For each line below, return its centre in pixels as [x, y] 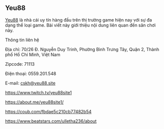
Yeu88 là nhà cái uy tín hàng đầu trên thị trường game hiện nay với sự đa [79, 20]
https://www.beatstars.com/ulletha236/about [51, 121]
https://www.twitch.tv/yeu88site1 [39, 92]
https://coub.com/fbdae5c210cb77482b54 [49, 111]
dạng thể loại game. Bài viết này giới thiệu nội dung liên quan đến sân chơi [81, 25]
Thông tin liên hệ [22, 40]
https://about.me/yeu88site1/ [34, 102]
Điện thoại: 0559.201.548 [31, 74]
